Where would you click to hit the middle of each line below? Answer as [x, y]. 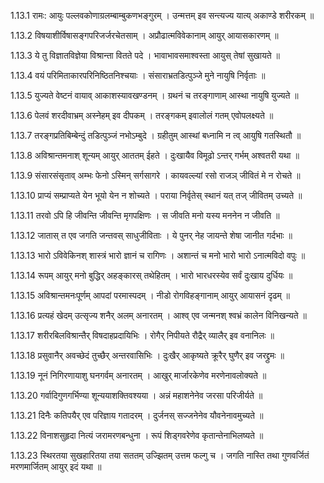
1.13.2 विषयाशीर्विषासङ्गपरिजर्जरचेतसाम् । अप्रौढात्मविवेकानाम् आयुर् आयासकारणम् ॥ [144, 35]
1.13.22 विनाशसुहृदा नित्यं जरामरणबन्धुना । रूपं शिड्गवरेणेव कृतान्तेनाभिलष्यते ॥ [137, 435]
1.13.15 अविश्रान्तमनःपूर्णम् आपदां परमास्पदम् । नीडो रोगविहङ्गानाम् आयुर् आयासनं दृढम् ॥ [150, 295]
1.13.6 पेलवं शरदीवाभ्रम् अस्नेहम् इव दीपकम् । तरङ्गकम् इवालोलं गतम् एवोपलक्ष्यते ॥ [142, 115]
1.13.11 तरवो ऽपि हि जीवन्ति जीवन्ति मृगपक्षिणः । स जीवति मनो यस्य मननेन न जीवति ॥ [145, 215]
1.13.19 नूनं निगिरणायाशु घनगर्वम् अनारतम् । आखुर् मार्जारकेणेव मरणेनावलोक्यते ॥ [138, 375]
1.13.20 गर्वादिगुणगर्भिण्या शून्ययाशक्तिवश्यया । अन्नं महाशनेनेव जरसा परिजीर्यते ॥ [136, 395]
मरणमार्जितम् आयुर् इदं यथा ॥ [56, 466]
